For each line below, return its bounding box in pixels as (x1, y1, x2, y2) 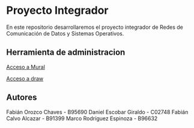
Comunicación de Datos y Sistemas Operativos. (6, 29, 124, 37)
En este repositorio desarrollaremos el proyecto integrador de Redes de (6, 23, 183, 31)
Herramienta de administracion (6, 47, 126, 58)
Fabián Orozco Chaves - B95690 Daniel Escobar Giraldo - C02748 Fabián (6, 108, 189, 115)
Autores (6, 93, 37, 103)
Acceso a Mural (6, 63, 45, 70)
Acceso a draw (6, 75, 44, 82)
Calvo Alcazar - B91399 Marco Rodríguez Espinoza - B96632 (6, 115, 158, 122)
